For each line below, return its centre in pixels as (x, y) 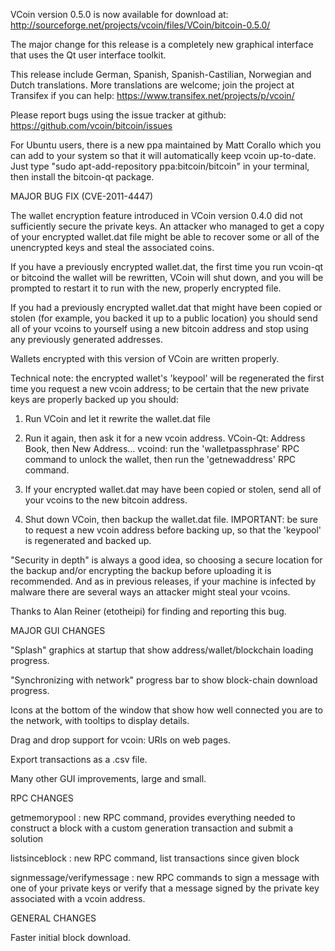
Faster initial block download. (71, 937)
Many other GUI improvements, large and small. (108, 778)
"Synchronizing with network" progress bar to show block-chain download (164, 680)
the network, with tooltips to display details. (100, 720)
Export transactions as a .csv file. (79, 759)
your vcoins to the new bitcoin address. (106, 500)
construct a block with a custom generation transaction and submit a (152, 828)
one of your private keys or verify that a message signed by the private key (165, 888)
